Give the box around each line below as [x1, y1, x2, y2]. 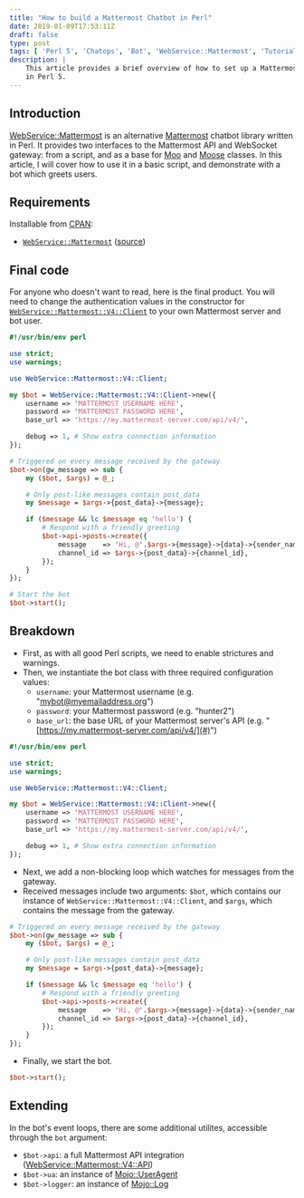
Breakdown [9, 623, 75, 639]
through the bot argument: [9, 1132, 108, 1143]
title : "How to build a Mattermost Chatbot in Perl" [9, 13, 213, 23]
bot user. [9, 315, 43, 326]
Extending [9, 1098, 69, 1114]
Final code [9, 262, 70, 277]
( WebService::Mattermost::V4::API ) [22, 1159, 154, 1170]
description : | [9, 55, 67, 64]
